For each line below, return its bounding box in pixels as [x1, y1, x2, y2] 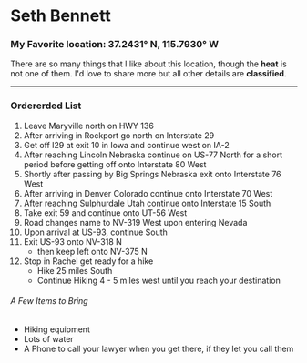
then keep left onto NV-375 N [36, 246, 148, 257]
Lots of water [23, 333, 74, 344]
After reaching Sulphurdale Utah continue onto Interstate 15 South [23, 197, 271, 208]
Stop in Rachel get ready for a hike [23, 256, 154, 267]
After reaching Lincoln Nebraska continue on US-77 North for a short [23, 149, 283, 160]
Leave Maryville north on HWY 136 [23, 120, 154, 131]
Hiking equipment [23, 324, 90, 335]
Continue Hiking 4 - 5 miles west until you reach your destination [36, 275, 281, 286]
